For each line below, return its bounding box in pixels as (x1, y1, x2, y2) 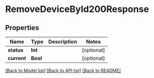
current (8, 55, 26, 61)
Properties (5, 23, 39, 32)
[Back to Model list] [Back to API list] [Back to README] (5, 67, 121, 73)
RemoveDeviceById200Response (5, 3, 149, 15)
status (8, 46, 24, 53)
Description (48, 38, 77, 45)
